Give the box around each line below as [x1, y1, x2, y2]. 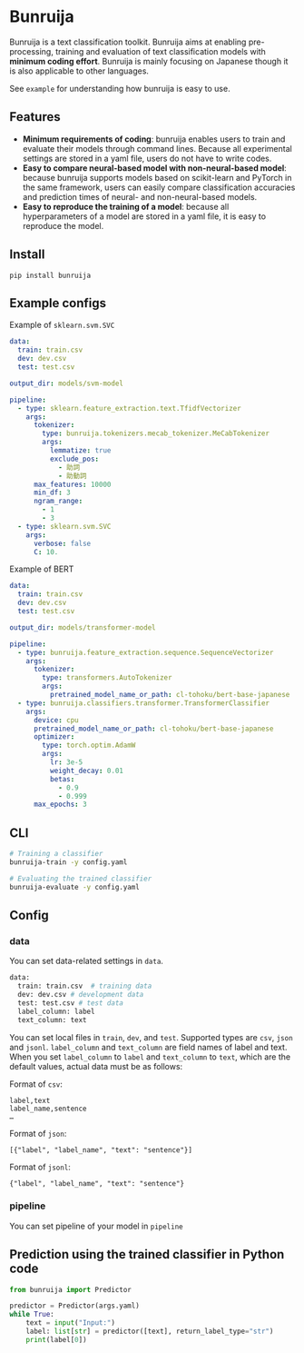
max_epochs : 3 [33, 800, 88, 810]
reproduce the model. [22, 220, 104, 231]
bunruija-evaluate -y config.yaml [9, 882, 141, 891]
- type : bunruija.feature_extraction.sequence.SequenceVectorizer [17, 648, 274, 657]
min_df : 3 [33, 488, 71, 497]
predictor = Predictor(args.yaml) [9, 1301, 141, 1310]
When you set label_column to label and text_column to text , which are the [9, 1051, 291, 1062]
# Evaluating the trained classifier [9, 874, 152, 883]
